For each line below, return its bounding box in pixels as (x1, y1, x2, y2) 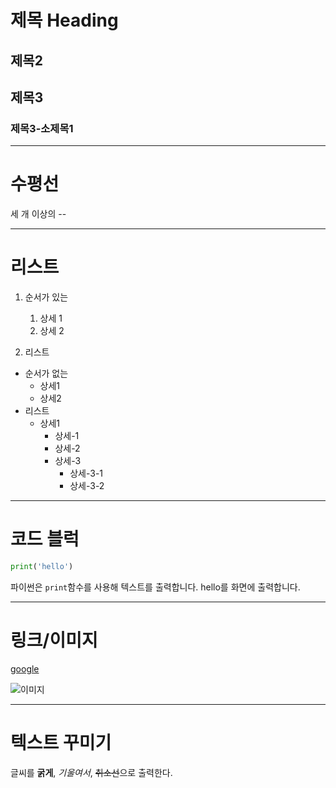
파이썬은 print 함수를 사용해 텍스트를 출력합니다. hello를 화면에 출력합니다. (10, 581, 301, 593)
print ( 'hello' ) (10, 562, 74, 572)
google (10, 662, 40, 675)
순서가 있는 (24, 291, 69, 303)
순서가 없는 (24, 367, 69, 380)
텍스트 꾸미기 (10, 732, 112, 755)
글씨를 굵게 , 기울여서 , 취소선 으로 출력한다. (10, 766, 173, 778)
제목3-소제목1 (10, 121, 74, 135)
